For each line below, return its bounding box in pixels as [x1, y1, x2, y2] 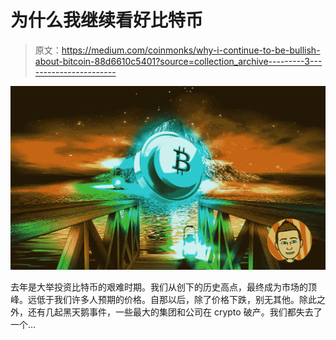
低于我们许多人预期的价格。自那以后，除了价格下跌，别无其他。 [36, 293, 300, 305]
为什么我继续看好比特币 [10, 9, 204, 32]
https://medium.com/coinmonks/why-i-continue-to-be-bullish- [61, 44, 321, 56]
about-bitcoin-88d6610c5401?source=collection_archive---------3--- [34, 55, 323, 67]
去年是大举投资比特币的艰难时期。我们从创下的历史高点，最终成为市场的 [10, 281, 308, 293]
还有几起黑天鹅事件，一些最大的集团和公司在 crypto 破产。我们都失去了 [27, 306, 323, 318]
